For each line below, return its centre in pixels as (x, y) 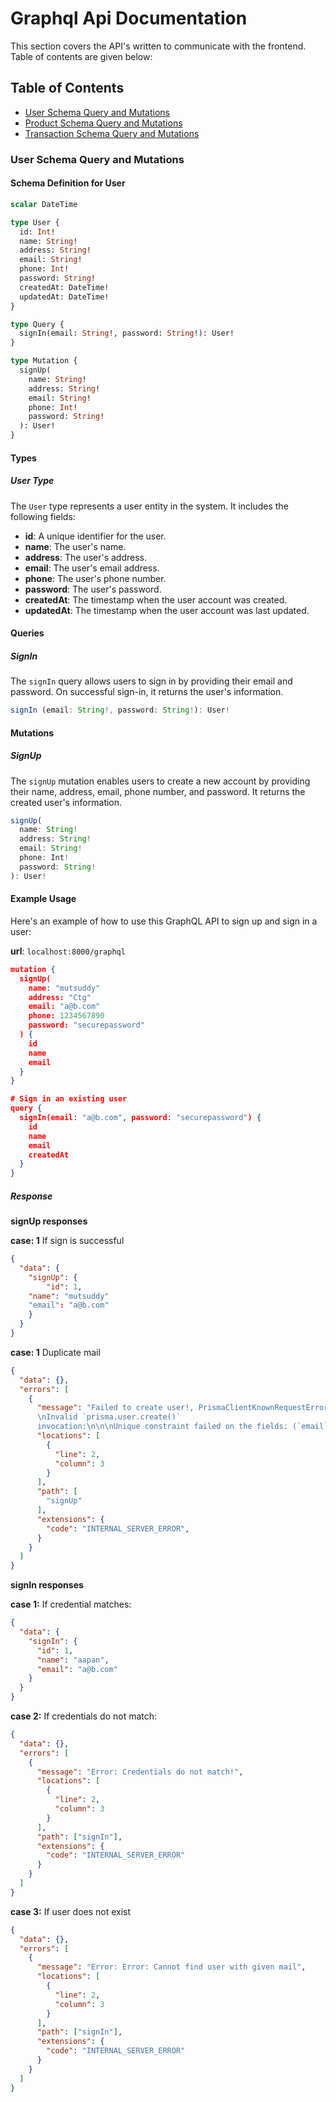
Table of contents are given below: (81, 56)
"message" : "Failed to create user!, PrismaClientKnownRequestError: (184, 1408)
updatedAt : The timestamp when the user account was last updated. (167, 610)
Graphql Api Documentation (129, 18)
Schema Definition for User (68, 183)
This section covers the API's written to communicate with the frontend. (158, 46)
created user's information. (66, 802)
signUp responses (49, 1221)
